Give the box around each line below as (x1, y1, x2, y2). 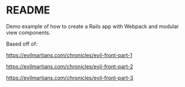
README (6, 4, 51, 17)
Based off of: (6, 40, 38, 47)
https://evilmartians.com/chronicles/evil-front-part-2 (6, 62, 133, 70)
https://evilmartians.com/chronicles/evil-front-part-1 (6, 51, 133, 58)
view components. (6, 29, 51, 36)
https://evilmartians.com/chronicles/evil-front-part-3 (6, 74, 134, 81)
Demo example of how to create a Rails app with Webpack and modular (6, 23, 179, 30)
